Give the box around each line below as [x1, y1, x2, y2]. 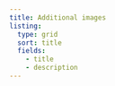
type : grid [17, 30, 58, 39]
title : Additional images [9, 13, 106, 22]
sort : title [17, 38, 63, 47]
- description [25, 64, 78, 73]
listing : [9, 21, 42, 30]
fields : [17, 47, 47, 56]
